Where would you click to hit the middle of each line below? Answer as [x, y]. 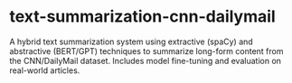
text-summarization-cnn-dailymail [142, 17]
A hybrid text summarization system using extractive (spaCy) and [131, 41]
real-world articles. [45, 70]
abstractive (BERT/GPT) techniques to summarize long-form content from [146, 51]
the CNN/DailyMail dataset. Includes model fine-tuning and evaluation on [146, 60]
